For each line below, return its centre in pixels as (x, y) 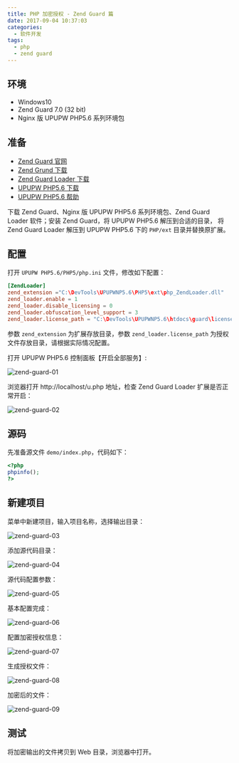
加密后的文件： (29, 695)
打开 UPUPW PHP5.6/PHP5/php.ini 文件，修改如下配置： (86, 273)
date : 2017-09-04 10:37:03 (47, 21)
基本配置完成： (29, 608)
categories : (25, 27)
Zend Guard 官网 (42, 161)
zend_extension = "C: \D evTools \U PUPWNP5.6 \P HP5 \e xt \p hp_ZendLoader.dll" (116, 293)
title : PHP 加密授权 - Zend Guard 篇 (60, 14)
